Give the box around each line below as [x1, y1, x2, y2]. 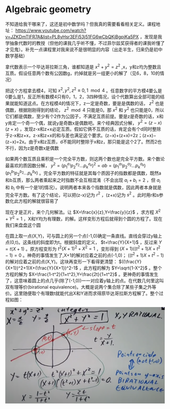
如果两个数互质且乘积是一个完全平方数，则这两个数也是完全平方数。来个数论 [5, 156, 165, 162]
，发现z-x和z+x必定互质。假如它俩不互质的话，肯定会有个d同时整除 [19, 126, 161, 132]
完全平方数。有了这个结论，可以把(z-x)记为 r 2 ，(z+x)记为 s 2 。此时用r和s [5, 191, 159, 198]
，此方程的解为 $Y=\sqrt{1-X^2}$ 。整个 [79, 265, 162, 271]
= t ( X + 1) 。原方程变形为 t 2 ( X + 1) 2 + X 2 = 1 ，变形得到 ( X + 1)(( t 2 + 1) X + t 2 [5, 245, 161, 252]
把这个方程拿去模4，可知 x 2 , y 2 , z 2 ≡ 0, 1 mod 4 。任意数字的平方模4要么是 [5, 86, 162, 93]
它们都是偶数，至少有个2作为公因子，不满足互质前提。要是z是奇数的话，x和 [5, 113, 163, 119]
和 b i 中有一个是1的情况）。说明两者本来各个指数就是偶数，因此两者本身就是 [5, 184, 162, 191]
